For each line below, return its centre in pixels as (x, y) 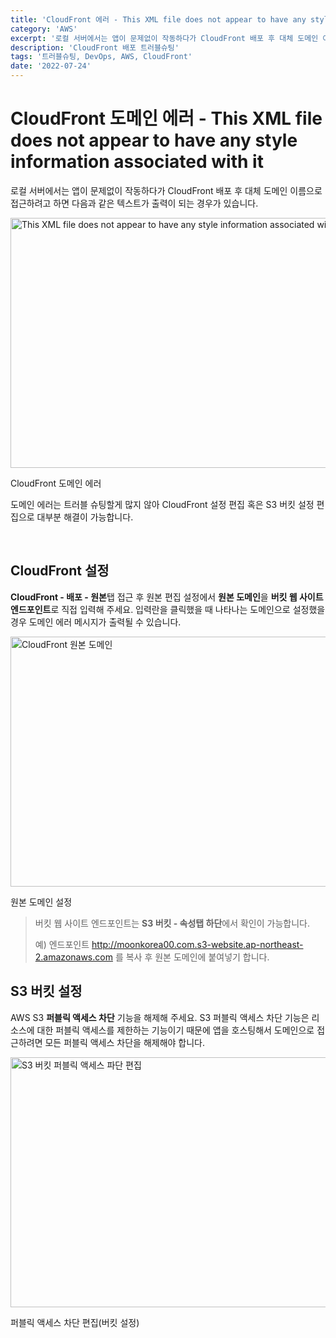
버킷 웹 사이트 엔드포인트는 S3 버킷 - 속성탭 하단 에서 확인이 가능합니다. (172, 923)
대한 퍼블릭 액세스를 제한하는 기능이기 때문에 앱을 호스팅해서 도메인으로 (175, 1030)
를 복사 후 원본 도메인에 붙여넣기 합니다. (192, 957)
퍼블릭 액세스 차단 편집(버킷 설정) (75, 1322)
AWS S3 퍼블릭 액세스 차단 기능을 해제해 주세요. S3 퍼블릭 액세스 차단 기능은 (160, 1017)
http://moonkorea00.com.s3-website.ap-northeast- (197, 944)
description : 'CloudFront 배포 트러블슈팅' (95, 47)
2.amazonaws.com (73, 957)
